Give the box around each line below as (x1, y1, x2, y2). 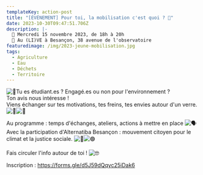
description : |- (6, 26, 48, 32)
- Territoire (12, 71, 45, 77)
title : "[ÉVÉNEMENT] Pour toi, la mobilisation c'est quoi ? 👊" (6, 15, 174, 21)
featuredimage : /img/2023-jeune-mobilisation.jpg (6, 43, 136, 49)
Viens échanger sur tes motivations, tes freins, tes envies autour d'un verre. (6, 101, 197, 109)
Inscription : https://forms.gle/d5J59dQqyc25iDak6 (6, 162, 136, 169)
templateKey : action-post (6, 9, 72, 15)
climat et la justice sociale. (6, 135, 73, 143)
